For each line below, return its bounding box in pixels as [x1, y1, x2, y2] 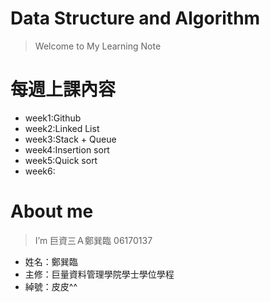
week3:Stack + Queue [24, 133, 117, 145]
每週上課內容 [10, 78, 117, 101]
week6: [24, 165, 56, 177]
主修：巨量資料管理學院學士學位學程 [24, 268, 175, 280]
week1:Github [24, 112, 82, 124]
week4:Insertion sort [24, 143, 110, 156]
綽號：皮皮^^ [24, 280, 78, 292]
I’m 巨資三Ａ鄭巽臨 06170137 [34, 234, 153, 246]
